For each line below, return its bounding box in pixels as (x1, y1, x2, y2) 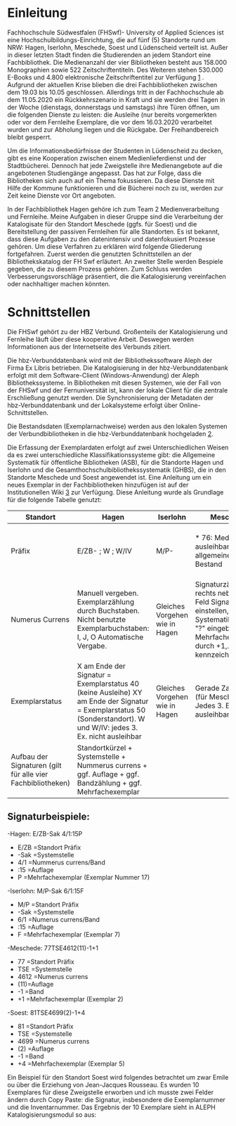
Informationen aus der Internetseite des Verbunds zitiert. (7, 343, 171, 351)
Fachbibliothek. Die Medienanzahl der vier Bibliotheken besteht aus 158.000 (7, 58, 227, 66)
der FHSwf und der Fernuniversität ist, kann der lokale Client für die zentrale (7, 385, 228, 395)
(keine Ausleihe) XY (77, 687, 143, 697)
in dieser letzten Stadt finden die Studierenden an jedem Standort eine (7, 51, 211, 59)
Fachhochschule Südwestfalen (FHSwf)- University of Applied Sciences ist (7, 28, 224, 37)
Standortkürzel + (77, 743, 133, 753)
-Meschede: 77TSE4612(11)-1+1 (7, 944, 98, 952)
